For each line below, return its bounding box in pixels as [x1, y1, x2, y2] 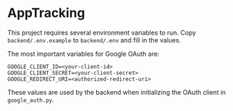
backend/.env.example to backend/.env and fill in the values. [7, 35, 182, 44]
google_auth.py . [7, 95, 55, 104]
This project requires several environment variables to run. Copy [7, 28, 197, 37]
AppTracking [7, 5, 86, 21]
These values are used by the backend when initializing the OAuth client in [7, 88, 227, 96]
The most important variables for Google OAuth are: [7, 49, 160, 58]
